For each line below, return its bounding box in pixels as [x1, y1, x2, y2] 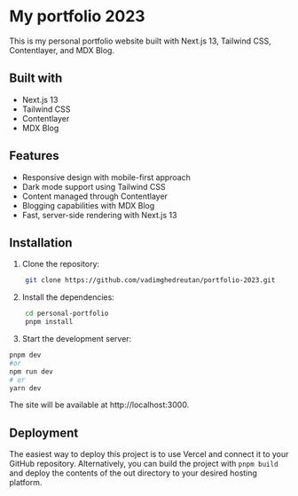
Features [9, 148, 59, 163]
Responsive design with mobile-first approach [21, 171, 191, 183]
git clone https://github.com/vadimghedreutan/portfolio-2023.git [25, 276, 276, 285]
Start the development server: [21, 334, 132, 343]
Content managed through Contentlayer [21, 191, 169, 201]
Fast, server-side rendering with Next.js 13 [21, 209, 177, 220]
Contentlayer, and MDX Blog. [9, 44, 115, 55]
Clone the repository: [21, 259, 100, 270]
